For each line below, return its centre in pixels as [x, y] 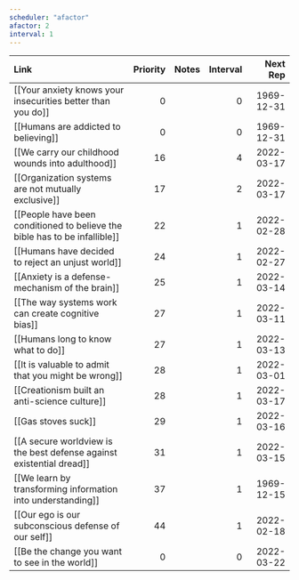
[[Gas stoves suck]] [55, 422]
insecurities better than [62, 101]
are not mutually [48, 189]
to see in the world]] [56, 563]
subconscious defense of [67, 526]
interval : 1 [31, 34]
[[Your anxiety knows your [69, 90]
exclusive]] [37, 200]
